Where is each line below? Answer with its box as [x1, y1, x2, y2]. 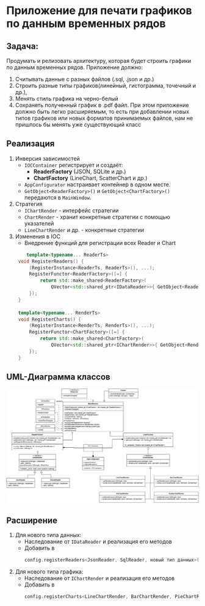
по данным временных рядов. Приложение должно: [6, 64, 143, 71]
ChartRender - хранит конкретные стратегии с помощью [24, 213, 171, 221]
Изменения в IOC [15, 233, 61, 240]
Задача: [6, 41, 38, 51]
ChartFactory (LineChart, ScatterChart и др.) [33, 174, 148, 181]
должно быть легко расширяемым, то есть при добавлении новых [15, 108, 190, 115]
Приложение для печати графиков [6, 4, 192, 18]
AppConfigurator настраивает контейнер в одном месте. [24, 181, 171, 188]
